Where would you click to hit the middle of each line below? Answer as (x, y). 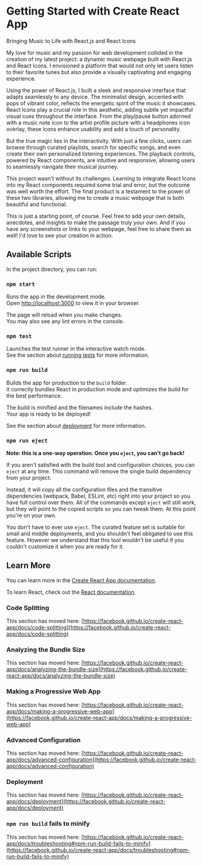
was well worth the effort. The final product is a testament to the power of (98, 191)
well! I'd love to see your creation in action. (60, 235)
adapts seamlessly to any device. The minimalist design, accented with (95, 97)
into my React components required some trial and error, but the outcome (98, 185)
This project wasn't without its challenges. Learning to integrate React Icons (101, 178)
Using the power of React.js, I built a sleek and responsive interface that (96, 90)
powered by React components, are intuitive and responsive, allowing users (101, 160)
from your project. (29, 478)
